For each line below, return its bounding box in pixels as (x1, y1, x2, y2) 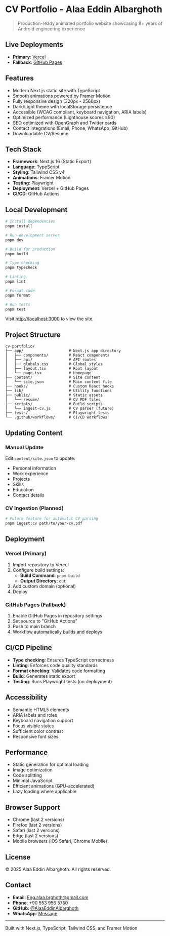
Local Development (5, 205, 68, 214)
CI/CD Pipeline (5, 643, 52, 652)
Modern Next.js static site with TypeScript (12, 87, 100, 93)
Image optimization (12, 767, 53, 773)
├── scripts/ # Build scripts (5, 402, 103, 407)
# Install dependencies (5, 219, 56, 224)
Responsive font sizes (12, 733, 59, 739)
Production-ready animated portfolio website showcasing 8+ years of (17, 20, 163, 26)
